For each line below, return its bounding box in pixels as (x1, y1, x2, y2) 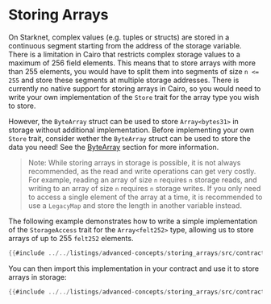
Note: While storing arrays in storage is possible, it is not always (27, 157, 241, 167)
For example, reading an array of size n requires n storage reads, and (27, 175, 257, 185)
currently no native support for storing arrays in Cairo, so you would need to (8, 83, 261, 94)
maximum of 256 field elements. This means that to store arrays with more (8, 58, 256, 68)
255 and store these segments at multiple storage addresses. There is (8, 75, 240, 85)
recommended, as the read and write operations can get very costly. (27, 166, 256, 176)
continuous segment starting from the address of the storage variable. (8, 40, 242, 50)
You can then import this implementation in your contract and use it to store (8, 264, 260, 273)
